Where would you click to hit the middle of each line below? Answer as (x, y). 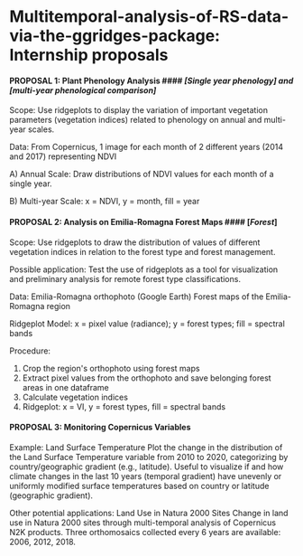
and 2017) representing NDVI (63, 156)
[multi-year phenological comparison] (83, 90)
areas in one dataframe (66, 387)
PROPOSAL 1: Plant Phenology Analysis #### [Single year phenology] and (151, 80)
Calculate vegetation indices (75, 397)
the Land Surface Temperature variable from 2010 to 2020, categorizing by (149, 457)
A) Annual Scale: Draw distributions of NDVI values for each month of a (142, 174)
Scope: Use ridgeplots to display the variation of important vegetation (139, 110)
